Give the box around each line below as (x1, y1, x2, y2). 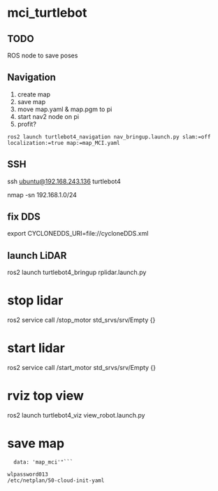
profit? (17, 120, 37, 128)
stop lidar (7, 292, 64, 308)
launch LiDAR (7, 250, 67, 262)
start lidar (7, 341, 65, 356)
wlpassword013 (7, 471, 49, 478)
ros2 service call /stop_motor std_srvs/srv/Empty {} (7, 316, 156, 325)
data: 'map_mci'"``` (13, 459, 73, 466)
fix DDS (7, 211, 41, 223)
